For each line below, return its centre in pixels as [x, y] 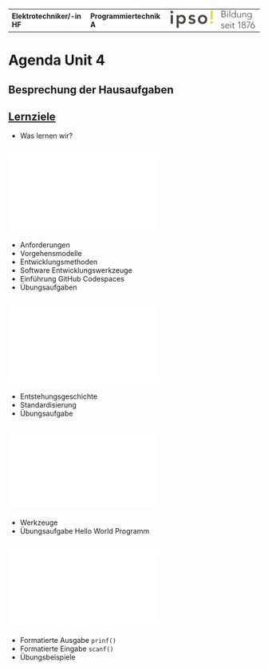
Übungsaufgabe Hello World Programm [85, 530]
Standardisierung [48, 405]
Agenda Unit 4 [57, 60]
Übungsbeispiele [47, 657]
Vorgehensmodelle [51, 254]
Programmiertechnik [126, 16]
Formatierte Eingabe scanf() [67, 648]
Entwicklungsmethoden [59, 262]
